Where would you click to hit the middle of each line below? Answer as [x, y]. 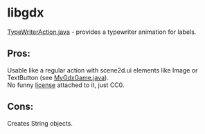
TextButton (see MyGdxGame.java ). [58, 77]
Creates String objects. [40, 123]
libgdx [26, 13]
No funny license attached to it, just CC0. [66, 85]
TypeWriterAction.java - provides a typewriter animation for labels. [102, 32]
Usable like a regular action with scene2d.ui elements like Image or [102, 70]
